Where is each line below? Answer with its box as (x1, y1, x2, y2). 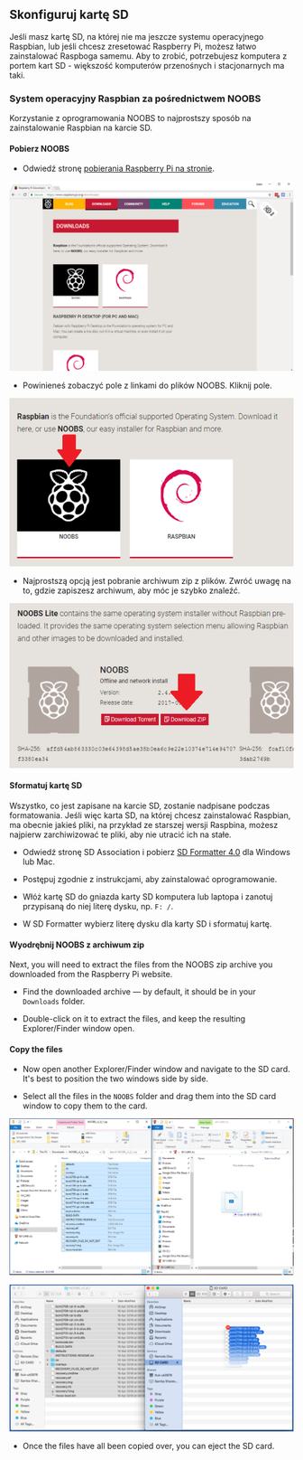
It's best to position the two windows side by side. (22, 1073, 209, 1084)
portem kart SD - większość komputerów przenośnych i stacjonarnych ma (9, 60, 285, 71)
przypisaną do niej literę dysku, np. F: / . (22, 900, 174, 911)
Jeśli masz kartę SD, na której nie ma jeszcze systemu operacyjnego (9, 31, 264, 42)
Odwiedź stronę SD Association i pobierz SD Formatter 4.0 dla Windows (22, 846, 291, 857)
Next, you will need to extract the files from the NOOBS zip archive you (9, 959, 273, 970)
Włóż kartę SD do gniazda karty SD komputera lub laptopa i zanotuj (22, 890, 273, 902)
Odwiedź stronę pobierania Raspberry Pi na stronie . (22, 163, 215, 174)
